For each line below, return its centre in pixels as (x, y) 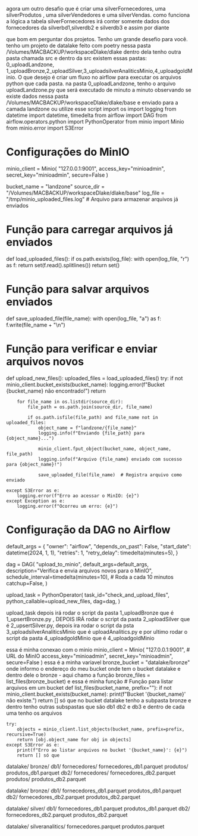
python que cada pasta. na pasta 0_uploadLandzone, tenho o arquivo (91, 84)
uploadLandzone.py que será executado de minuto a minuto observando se (99, 90)
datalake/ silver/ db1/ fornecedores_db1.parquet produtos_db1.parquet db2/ (98, 809)
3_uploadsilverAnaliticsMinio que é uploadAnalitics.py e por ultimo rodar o (97, 631)
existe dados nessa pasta (37, 96)
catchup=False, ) (27, 583)
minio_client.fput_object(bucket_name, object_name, (104, 449)
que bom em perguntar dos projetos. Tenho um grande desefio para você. (97, 39)
